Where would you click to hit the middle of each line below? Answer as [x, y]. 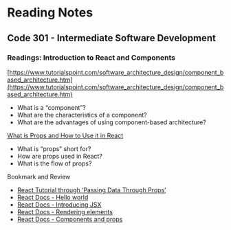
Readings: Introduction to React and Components [91, 58]
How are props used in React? [60, 156]
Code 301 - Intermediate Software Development [112, 38]
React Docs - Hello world [53, 197]
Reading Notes [50, 13]
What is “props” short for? [54, 148]
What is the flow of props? [54, 163]
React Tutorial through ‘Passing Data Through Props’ [91, 189]
